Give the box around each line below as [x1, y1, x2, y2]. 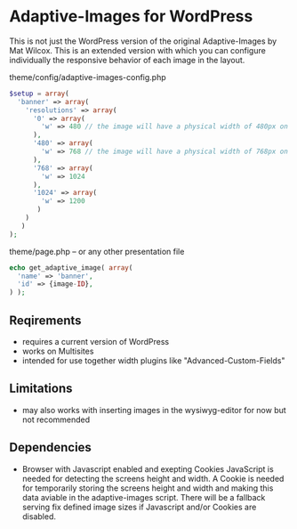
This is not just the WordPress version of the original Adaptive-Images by [9, 36, 277, 46]
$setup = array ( [9, 89, 69, 98]
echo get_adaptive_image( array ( [9, 263, 133, 273]
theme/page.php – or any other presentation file [9, 246, 185, 256]
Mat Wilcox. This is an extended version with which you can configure [9, 45, 267, 55]
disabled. [21, 510, 56, 522]
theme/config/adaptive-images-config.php [9, 71, 166, 82]
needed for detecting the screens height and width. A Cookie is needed [21, 473, 285, 484]
